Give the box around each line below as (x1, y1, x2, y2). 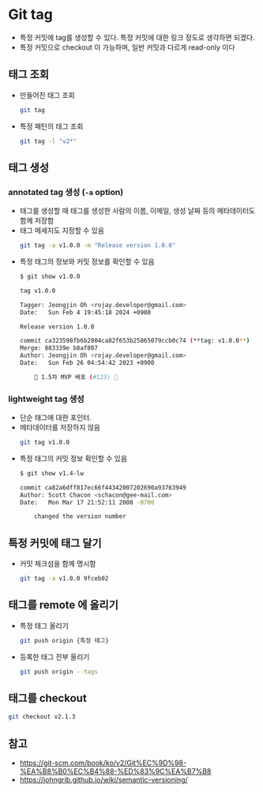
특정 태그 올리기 (19, 621, 69, 630)
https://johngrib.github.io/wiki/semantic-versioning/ (19, 775, 188, 785)
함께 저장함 (19, 216, 54, 226)
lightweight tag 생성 (8, 393, 85, 404)
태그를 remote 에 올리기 (8, 599, 118, 612)
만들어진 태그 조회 (19, 90, 75, 99)
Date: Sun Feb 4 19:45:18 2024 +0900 (19, 308, 152, 317)
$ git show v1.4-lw (19, 469, 85, 477)
